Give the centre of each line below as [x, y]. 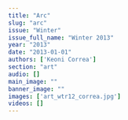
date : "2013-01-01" [40, 52]
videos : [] [26, 103]
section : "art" [33, 67]
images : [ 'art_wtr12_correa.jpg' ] [65, 96]
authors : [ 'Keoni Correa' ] [52, 60]
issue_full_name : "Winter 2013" [61, 37]
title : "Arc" [29, 15]
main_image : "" [33, 81]
